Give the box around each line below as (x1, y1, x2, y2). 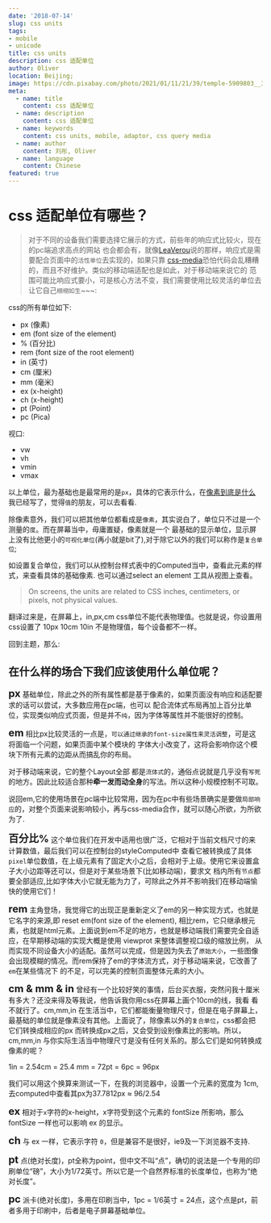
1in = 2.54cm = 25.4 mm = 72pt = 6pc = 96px (8, 1062, 160, 1071)
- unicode (8, 42, 42, 50)
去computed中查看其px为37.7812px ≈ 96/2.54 (8, 1088, 161, 1098)
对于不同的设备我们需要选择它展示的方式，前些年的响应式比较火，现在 (27, 235, 262, 245)
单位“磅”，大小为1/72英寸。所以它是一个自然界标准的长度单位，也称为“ (15, 1166, 251, 1175)
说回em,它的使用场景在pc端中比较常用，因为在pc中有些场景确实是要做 (8, 794, 243, 803)
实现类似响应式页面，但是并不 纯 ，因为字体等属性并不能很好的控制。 (22, 710, 248, 719)
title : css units (8, 49, 67, 57)
